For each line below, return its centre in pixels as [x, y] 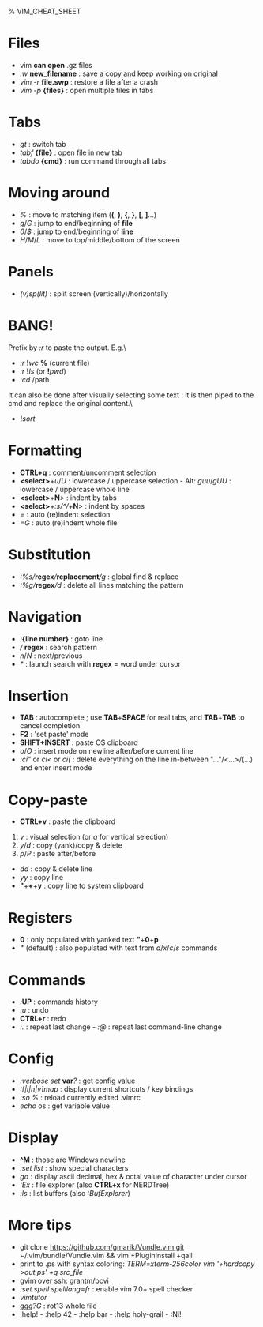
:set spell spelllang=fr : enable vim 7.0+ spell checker [106, 1289]
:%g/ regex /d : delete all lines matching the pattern [101, 585]
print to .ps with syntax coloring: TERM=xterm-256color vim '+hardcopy [137, 1264]
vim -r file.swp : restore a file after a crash [89, 81]
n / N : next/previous [51, 656]
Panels [31, 272]
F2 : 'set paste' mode [54, 735]
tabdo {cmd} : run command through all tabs [93, 160]
